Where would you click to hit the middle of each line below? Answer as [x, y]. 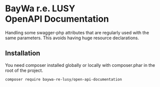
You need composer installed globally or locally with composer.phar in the [80, 65]
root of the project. [24, 70]
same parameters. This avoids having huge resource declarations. [72, 38]
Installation [23, 53]
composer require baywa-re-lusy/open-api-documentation [64, 79]
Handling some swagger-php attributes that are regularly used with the [77, 32]
